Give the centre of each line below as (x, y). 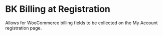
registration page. (24, 28)
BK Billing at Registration (58, 9)
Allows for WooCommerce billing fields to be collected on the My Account (81, 23)
